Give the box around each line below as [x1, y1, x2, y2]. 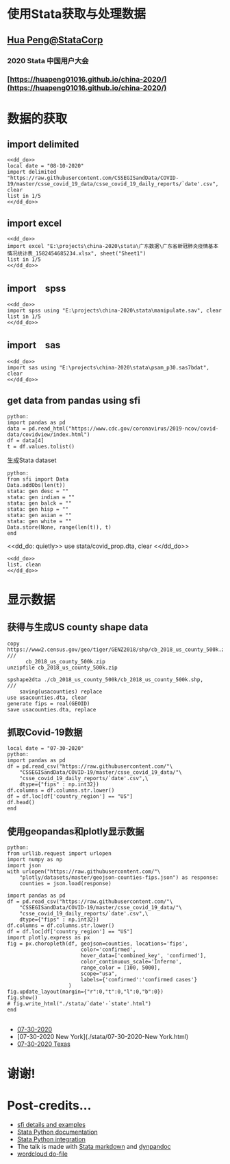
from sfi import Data [7, 475, 69, 483]
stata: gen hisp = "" [7, 505, 69, 512]
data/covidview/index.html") [7, 431, 90, 438]
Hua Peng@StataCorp [7, 34, 103, 45]
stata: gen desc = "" [7, 488, 69, 494]
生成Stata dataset [7, 456, 57, 464]
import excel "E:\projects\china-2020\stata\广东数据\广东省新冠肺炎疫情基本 [7, 243, 219, 250]
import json [7, 863, 41, 869]
